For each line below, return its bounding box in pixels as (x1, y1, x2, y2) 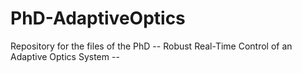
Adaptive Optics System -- (10, 50, 120, 62)
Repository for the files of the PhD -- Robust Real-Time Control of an (10, 40, 293, 52)
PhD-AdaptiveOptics (10, 7, 186, 30)
